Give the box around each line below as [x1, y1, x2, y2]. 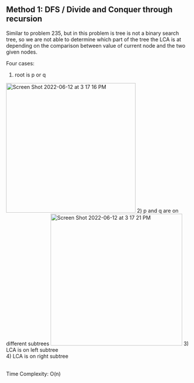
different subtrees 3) [6, 340, 189, 347]
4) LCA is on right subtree [6, 352, 69, 359]
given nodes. [6, 48, 38, 55]
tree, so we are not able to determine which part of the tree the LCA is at [6, 35, 182, 43]
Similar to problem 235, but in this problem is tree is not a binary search [6, 29, 179, 37]
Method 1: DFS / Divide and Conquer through [6, 5, 173, 15]
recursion [6, 14, 42, 24]
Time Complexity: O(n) [6, 370, 61, 377]
